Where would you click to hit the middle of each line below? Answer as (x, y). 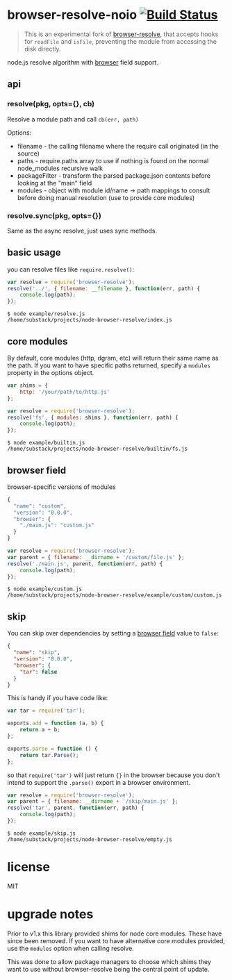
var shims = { (28, 385)
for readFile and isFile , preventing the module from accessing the (121, 41)
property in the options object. (51, 373)
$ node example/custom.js (44, 589)
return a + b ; (40, 730)
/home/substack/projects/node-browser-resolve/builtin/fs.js (98, 449)
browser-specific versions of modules (61, 487)
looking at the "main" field (55, 183)
